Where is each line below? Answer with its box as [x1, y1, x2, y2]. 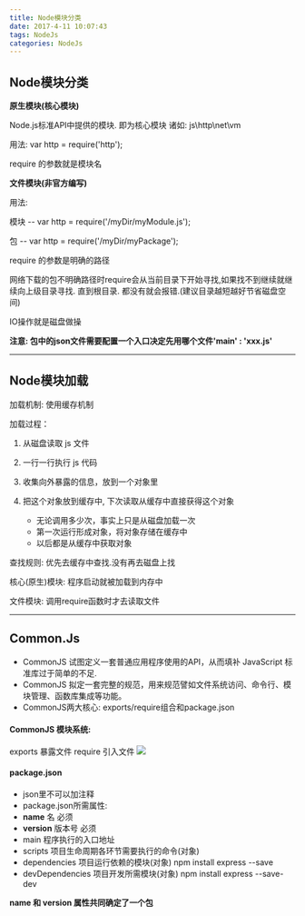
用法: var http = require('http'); [9, 139, 123, 150]
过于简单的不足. [38, 667, 97, 678]
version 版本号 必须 [22, 823, 97, 834]
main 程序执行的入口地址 [22, 834, 115, 845]
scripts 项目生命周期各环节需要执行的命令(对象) [22, 846, 200, 857]
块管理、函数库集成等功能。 [22, 690, 127, 701]
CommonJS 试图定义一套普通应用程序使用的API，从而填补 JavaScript [22, 656, 283, 667]
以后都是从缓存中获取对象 [35, 537, 133, 548]
